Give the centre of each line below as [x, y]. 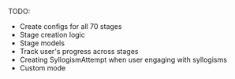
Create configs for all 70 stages [71, 26]
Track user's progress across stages [79, 51]
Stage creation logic [52, 35]
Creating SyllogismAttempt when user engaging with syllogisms [123, 59]
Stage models [42, 43]
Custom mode [43, 68]
